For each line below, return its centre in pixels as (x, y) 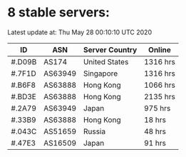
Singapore (100, 74)
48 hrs (155, 131)
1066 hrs (160, 85)
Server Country (110, 49)
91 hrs (155, 143)
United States (106, 61)
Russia (94, 131)
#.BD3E (24, 96)
